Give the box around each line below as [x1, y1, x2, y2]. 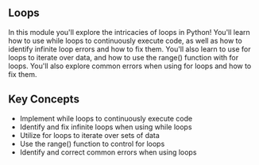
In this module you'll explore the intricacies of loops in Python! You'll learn [8, 27, 250, 36]
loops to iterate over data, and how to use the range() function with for [8, 52, 239, 62]
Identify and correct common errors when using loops [19, 147, 197, 157]
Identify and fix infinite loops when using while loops [19, 122, 192, 132]
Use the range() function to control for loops [19, 139, 165, 148]
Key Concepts [8, 93, 79, 106]
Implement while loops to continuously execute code [19, 113, 193, 123]
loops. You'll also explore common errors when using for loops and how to [8, 61, 252, 71]
